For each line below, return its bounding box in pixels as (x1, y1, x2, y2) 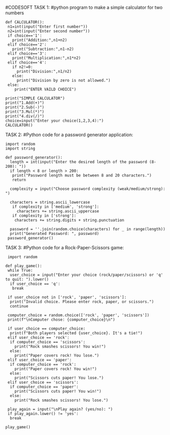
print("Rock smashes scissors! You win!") (14, 344, 106, 349)
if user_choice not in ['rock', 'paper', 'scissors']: (7, 295, 127, 300)
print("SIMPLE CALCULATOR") (5, 96, 65, 101)
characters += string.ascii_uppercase (16, 209, 100, 214)
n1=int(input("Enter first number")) (7, 24, 88, 29)
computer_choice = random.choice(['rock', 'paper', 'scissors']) (7, 313, 150, 318)
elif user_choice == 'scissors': (7, 380, 79, 385)
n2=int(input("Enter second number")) (7, 29, 90, 34)
